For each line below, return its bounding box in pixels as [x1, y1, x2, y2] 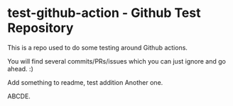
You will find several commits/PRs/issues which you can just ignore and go [7, 57, 226, 65]
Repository [7, 20, 74, 36]
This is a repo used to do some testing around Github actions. [7, 43, 188, 52]
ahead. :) [7, 64, 33, 73]
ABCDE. [7, 92, 31, 100]
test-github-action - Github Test [7, 5, 201, 21]
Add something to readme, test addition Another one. [7, 78, 163, 86]
